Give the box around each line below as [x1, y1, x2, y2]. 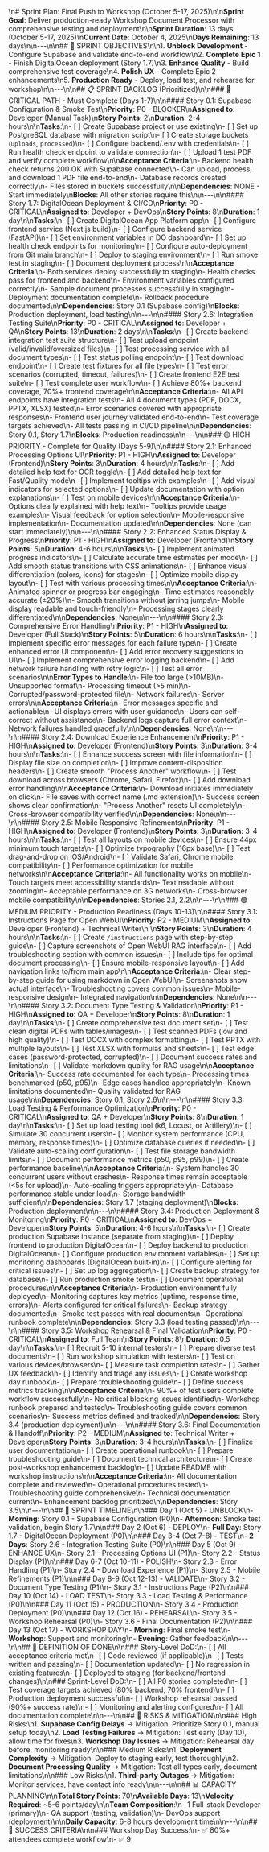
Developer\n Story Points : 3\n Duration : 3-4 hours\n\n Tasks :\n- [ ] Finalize [8, 1437, 254, 1446]
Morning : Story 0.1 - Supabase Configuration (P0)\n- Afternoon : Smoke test [8, 1514, 261, 1524]
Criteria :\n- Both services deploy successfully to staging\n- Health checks [8, 267, 255, 276]
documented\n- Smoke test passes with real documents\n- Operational [8, 1309, 244, 1318]
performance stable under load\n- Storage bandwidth [8, 1189, 186, 1198]
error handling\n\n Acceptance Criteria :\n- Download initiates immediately [8, 784, 254, 793]
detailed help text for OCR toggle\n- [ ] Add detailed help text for [8, 467, 222, 476]
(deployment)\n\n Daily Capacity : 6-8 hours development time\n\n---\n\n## [8, 1817, 259, 1826]
